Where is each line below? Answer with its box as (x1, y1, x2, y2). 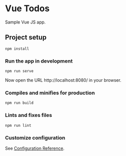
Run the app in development (5, 57, 73, 64)
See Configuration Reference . (5, 145, 65, 151)
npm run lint (5, 123, 32, 128)
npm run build (5, 101, 34, 106)
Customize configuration (5, 134, 66, 141)
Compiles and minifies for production (5, 89, 95, 96)
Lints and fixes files (5, 112, 53, 119)
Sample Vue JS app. (5, 19, 46, 25)
